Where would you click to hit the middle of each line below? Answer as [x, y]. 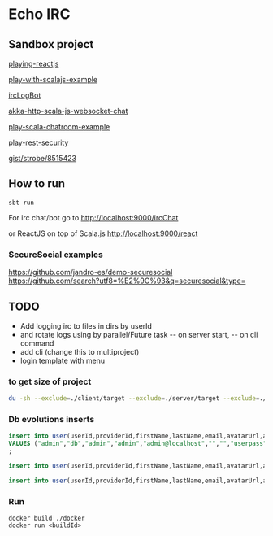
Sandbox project [51, 44]
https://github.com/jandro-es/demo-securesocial [91, 272]
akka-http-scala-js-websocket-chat [68, 111]
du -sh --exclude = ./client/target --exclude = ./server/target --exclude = [134, 399]
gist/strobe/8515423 [43, 158]
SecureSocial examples [56, 255]
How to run [37, 184]
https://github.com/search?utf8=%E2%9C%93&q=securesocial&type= [127, 281]
